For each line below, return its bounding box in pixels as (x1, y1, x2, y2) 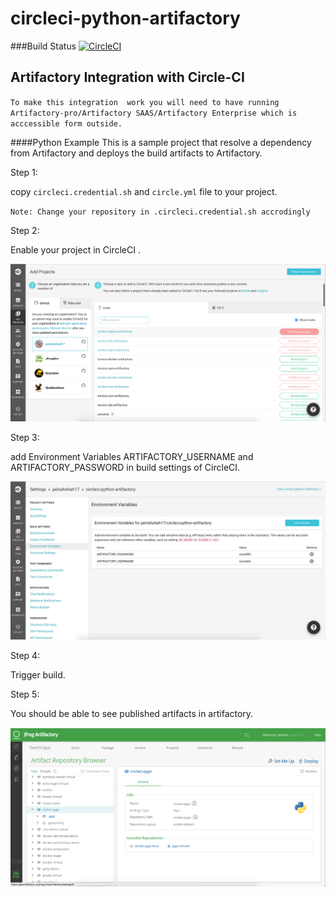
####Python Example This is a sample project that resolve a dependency (10, 136, 312, 148)
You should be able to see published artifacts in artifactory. (10, 708, 254, 720)
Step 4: (10, 650, 41, 662)
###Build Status (10, 40, 77, 52)
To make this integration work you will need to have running (10, 97, 280, 107)
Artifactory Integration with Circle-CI (10, 69, 245, 86)
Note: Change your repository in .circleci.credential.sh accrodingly (10, 207, 311, 217)
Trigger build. (10, 669, 66, 681)
